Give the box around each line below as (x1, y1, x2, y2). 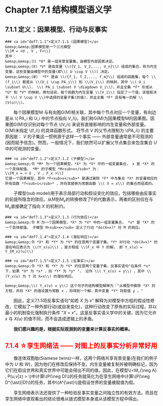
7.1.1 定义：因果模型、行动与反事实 (5, 25, 108, 33)
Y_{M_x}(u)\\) (5, 249, 34, 254)
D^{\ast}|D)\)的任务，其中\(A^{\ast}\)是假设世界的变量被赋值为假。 (5, 379, 137, 386)
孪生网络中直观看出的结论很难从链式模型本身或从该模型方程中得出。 (5, 396, 141, 402)
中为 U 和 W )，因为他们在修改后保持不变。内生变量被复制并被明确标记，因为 (5, 361, 158, 367)
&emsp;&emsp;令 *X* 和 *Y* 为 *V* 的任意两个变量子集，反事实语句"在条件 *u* (5, 263, 150, 268)
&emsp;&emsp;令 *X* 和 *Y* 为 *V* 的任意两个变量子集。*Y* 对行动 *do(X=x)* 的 (5, 240, 158, 244)
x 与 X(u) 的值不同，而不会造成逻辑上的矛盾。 (5, 316, 96, 322)
